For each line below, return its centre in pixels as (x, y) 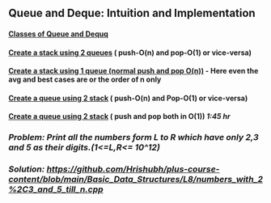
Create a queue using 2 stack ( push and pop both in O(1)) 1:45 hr (119, 116)
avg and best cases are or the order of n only (85, 79)
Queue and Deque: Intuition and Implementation (132, 13)
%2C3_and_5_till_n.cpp (56, 189)
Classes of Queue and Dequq (59, 34)
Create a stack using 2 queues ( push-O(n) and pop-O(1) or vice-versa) (130, 53)
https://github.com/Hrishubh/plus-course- (133, 169)
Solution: (27, 169)
